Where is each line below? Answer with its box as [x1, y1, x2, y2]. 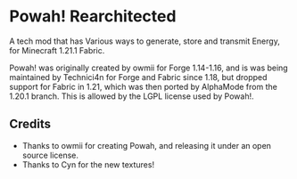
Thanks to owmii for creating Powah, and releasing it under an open [21, 140, 272, 151]
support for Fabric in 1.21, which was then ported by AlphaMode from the [9, 81, 278, 92]
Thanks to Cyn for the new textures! [21, 159, 154, 170]
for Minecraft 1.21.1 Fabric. [9, 45, 105, 55]
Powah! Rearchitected [9, 6, 177, 27]
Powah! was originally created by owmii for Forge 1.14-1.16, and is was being [9, 62, 288, 73]
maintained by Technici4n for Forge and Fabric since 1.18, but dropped [9, 71, 268, 82]
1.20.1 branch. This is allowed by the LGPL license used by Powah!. [9, 91, 254, 102]
